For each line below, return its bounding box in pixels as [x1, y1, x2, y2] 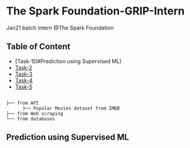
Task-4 [14, 76, 33, 84]
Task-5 [14, 83, 33, 90]
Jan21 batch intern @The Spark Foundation [6, 24, 114, 31]
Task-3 [14, 70, 33, 78]
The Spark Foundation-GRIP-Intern [6, 4, 185, 18]
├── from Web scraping [6, 110, 63, 117]
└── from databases [6, 116, 55, 122]
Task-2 [14, 64, 33, 71]
